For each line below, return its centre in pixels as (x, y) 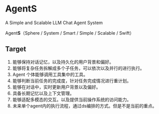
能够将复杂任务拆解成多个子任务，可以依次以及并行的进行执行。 (78, 68)
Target (16, 49)
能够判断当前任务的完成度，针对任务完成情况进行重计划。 (72, 80)
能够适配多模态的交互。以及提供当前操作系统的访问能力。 (72, 99)
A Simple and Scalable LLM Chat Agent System (54, 23)
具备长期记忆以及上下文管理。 (43, 93)
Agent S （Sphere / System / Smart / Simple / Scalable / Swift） (70, 33)
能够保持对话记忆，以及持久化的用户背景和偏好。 (63, 62)
